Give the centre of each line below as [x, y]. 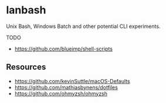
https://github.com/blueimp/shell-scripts [64, 49]
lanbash [26, 10]
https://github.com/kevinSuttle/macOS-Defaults [72, 81]
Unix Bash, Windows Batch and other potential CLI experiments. [83, 26]
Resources [26, 67]
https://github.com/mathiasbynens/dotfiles [66, 87]
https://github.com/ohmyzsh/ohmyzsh [61, 93]
